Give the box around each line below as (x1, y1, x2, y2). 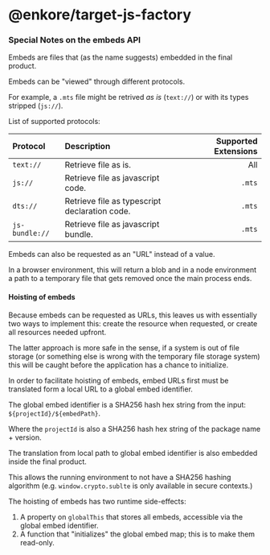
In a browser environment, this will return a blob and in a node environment (8, 265, 257, 275)
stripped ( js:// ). (8, 101, 63, 110)
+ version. (8, 433, 42, 442)
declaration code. (64, 205, 131, 217)
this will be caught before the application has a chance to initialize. (8, 360, 229, 370)
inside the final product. (8, 457, 87, 466)
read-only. (19, 537, 55, 547)
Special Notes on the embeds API (8, 35, 141, 46)
